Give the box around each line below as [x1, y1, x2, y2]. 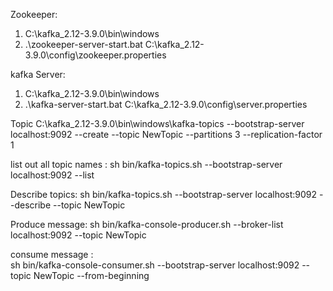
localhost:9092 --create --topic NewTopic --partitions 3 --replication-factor [10, 129, 323, 140]
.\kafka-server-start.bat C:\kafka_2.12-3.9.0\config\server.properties [24, 99, 308, 110]
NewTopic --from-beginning [33, 270, 150, 281]
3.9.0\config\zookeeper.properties [24, 49, 167, 61]
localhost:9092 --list [10, 169, 95, 181]
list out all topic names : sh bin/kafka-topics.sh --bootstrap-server [10, 159, 283, 170]
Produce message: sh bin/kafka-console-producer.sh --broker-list [10, 219, 284, 230]
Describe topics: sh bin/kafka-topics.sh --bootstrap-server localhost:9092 [10, 189, 318, 200]
